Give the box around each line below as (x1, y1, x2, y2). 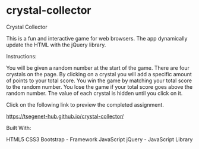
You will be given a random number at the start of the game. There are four (6, 64, 190, 72)
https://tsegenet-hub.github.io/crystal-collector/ (6, 113, 124, 120)
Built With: (6, 124, 31, 131)
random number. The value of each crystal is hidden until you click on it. (6, 89, 183, 97)
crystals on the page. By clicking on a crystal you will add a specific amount (6, 70, 192, 77)
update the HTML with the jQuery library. (6, 41, 106, 48)
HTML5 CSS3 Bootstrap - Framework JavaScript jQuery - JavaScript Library (6, 135, 193, 143)
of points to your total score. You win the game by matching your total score (6, 77, 192, 84)
